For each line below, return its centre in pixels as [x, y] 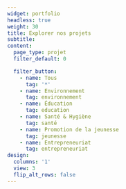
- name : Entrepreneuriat [55, 142]
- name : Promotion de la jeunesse [69, 129]
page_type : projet [40, 53]
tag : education [47, 110]
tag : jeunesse [46, 136]
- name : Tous [38, 78]
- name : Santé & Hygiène [55, 117]
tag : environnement [53, 97]
